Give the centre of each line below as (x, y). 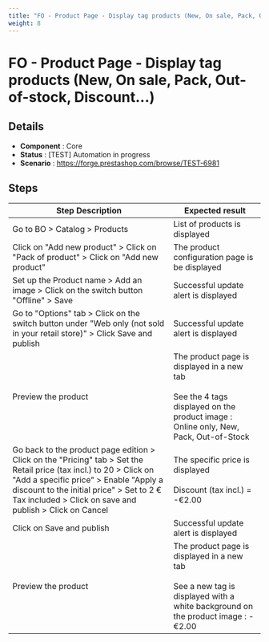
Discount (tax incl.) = (213, 490)
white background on (213, 607)
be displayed (197, 267)
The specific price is (211, 460)
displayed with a (204, 596)
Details (26, 126)
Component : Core (51, 146)
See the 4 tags (201, 396)
